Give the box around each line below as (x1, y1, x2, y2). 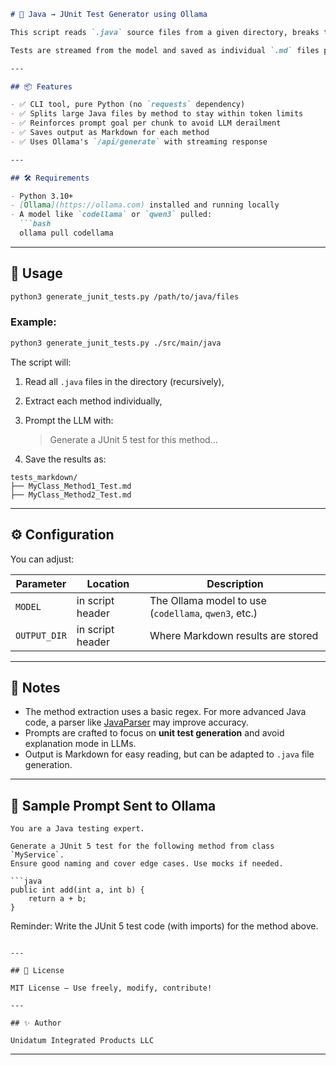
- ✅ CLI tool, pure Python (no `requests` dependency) (10, 100, 246, 110)
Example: (10, 315, 57, 329)
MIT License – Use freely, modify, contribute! (10, 983, 213, 994)
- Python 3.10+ (10, 191, 74, 201)
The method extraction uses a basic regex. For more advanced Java (24, 706, 307, 718)
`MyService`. (10, 850, 65, 860)
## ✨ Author (10, 1018, 62, 1029)
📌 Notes (10, 679, 61, 696)
